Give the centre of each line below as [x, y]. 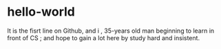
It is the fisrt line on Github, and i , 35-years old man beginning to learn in [111, 31]
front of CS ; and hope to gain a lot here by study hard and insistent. [104, 37]
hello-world [41, 12]
